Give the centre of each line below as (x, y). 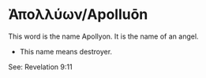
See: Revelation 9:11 (40, 67)
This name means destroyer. (66, 51)
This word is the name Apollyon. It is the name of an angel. (103, 36)
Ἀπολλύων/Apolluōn (78, 15)
